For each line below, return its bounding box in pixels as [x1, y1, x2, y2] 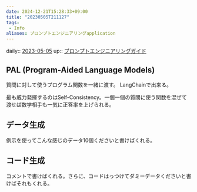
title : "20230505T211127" [6, 14, 69, 20]
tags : [6, 19, 19, 25]
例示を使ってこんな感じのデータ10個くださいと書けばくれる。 [6, 137, 156, 144]
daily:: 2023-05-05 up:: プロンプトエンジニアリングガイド [6, 48, 147, 55]
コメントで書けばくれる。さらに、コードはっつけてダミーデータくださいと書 [6, 172, 192, 180]
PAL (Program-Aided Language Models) [6, 65, 155, 75]
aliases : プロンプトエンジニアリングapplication [6, 31, 116, 37]
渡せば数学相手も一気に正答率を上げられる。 [6, 101, 115, 108]
